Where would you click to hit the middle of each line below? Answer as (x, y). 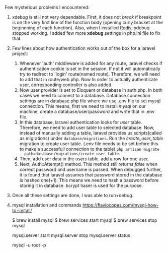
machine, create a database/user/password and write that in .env (87, 111)
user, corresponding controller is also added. (66, 85)
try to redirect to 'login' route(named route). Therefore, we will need (90, 74)
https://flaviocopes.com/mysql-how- (120, 205)
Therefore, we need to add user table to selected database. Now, (87, 128)
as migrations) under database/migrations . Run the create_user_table (91, 138)
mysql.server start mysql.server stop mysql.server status (71, 235)
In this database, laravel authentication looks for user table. (81, 122)
